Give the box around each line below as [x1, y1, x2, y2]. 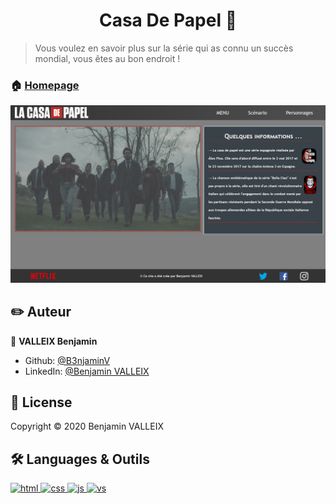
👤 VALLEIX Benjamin [10, 335, 98, 347]
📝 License [10, 394, 73, 411]
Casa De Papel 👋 [98, 9, 238, 32]
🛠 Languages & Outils [10, 450, 150, 468]
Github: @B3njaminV [24, 354, 111, 366]
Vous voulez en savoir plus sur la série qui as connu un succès [34, 42, 294, 54]
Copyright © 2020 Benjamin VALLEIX [10, 420, 165, 433]
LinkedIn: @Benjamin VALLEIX [24, 365, 150, 377]
